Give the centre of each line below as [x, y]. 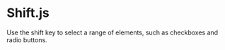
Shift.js [28, 13]
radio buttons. [27, 39]
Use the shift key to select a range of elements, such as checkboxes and [112, 32]
